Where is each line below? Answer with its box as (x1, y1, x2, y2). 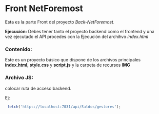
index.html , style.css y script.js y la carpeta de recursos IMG (5, 62, 131, 68)
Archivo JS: (5, 74, 33, 81)
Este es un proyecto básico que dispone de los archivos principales (5, 57, 141, 63)
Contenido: (5, 46, 33, 53)
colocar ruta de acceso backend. (5, 85, 72, 91)
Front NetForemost (5, 3, 83, 14)
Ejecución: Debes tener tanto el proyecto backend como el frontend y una (5, 28, 155, 34)
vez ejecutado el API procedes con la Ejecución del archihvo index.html (5, 34, 149, 39)
